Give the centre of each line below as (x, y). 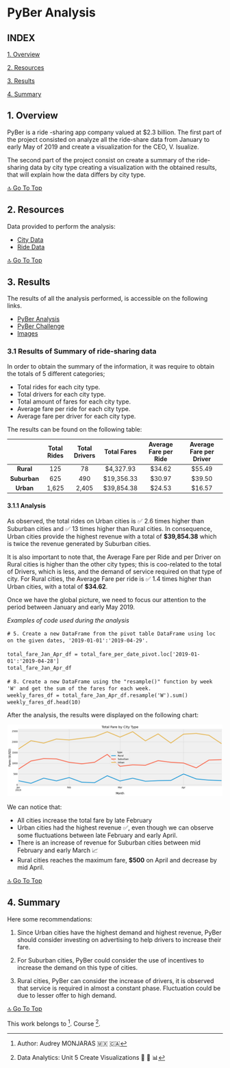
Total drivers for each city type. (61, 394)
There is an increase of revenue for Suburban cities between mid (108, 843)
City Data (30, 239)
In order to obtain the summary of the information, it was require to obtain (111, 366)
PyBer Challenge (41, 326)
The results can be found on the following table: (75, 429)
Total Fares (120, 452)
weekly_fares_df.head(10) (44, 702)
